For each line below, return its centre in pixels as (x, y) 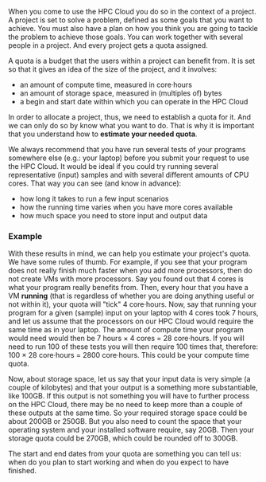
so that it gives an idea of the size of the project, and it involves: (113, 69)
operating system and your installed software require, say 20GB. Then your (131, 430)
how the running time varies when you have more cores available (126, 207)
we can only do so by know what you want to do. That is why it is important (131, 125)
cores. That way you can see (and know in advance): (95, 183)
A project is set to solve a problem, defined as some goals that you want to (131, 20)
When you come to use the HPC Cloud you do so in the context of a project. (132, 12)
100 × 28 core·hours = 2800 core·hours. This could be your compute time (129, 355)
